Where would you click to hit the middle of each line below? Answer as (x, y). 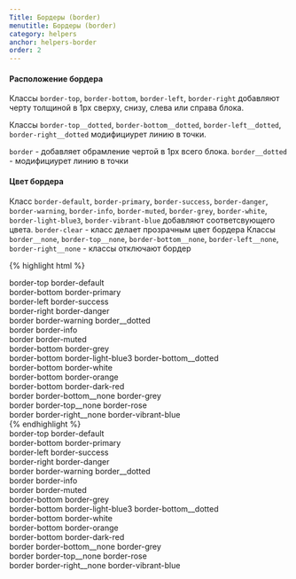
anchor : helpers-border (53, 42)
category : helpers (43, 34)
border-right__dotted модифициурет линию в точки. (108, 135)
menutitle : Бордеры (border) (63, 26)
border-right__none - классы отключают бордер (100, 248)
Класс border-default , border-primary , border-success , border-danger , (139, 201)
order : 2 (25, 51)
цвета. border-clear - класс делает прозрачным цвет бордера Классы (143, 229)
